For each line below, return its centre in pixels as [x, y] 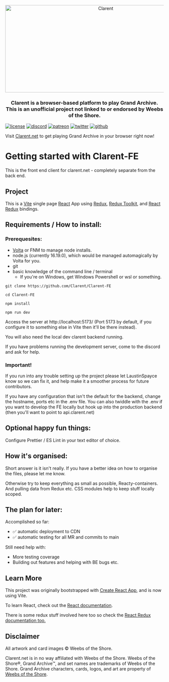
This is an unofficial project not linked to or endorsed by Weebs [84, 109]
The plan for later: [34, 510]
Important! [19, 365]
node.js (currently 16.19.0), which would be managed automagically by [85, 255]
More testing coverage [36, 557]
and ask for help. [23, 352]
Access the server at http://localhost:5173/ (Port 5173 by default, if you [78, 321]
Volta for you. [26, 261]
